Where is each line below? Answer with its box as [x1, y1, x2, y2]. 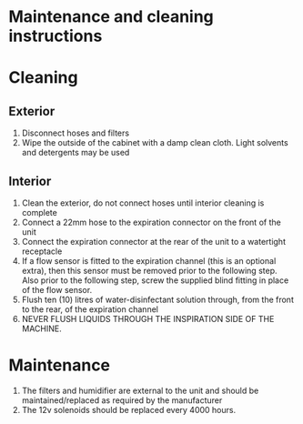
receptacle [21, 246, 63, 257]
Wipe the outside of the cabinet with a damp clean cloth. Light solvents [21, 137, 288, 148]
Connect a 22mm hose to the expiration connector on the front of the [21, 217, 281, 227]
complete [21, 207, 58, 217]
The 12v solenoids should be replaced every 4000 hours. [21, 404, 237, 415]
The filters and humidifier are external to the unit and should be [21, 385, 259, 396]
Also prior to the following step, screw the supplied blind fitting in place [21, 275, 289, 286]
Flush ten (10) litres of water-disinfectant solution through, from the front [21, 294, 295, 305]
